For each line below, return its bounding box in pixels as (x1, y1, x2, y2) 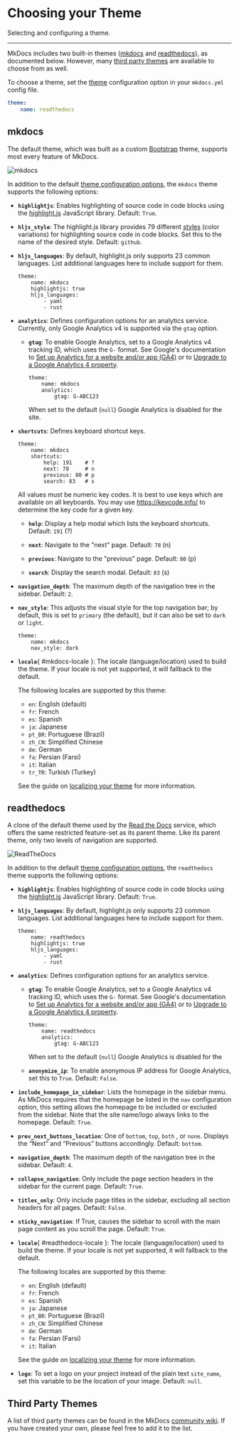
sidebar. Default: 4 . (17, 1161, 73, 1169)
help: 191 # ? (43, 459, 95, 466)
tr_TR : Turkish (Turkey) (28, 767, 96, 776)
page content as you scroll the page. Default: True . (17, 1225, 166, 1233)
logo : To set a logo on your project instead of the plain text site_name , (17, 1369, 222, 1378)
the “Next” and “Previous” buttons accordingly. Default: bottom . (17, 1139, 203, 1148)
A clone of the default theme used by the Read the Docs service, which (7, 821, 217, 830)
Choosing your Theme (7, 5, 142, 21)
